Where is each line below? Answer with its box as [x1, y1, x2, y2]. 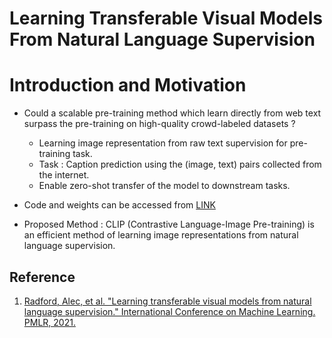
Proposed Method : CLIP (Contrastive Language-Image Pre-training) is [23, 218, 315, 231]
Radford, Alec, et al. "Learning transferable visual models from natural [23, 295, 312, 307]
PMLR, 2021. [23, 316, 76, 328]
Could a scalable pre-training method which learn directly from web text [23, 107, 322, 119]
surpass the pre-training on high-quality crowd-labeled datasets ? [23, 118, 296, 130]
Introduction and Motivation [9, 74, 247, 97]
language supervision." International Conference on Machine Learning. [23, 305, 316, 317]
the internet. [38, 169, 90, 181]
